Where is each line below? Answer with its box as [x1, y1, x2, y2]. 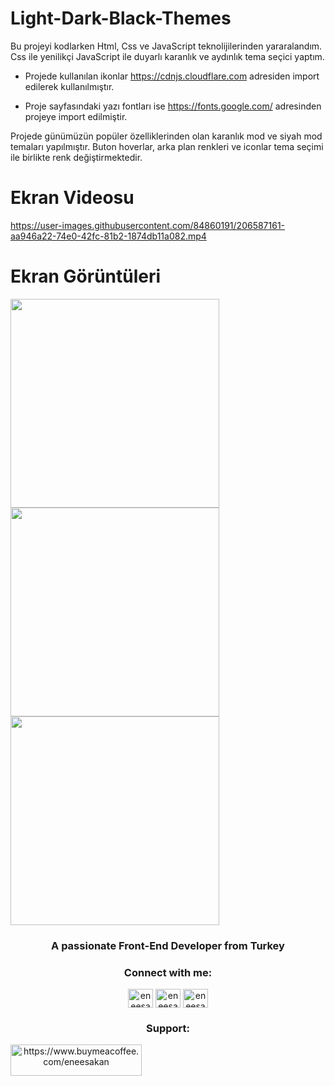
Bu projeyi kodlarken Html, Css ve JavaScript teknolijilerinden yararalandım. [10, 40, 323, 52]
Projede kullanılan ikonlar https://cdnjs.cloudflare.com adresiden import [24, 70, 320, 82]
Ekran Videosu [10, 187, 135, 209]
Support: [146, 1021, 190, 1035]
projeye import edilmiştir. [24, 110, 128, 122]
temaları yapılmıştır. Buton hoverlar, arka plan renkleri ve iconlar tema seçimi [10, 140, 324, 152]
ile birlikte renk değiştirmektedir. [10, 151, 143, 163]
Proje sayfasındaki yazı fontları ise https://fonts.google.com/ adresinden [24, 100, 322, 112]
